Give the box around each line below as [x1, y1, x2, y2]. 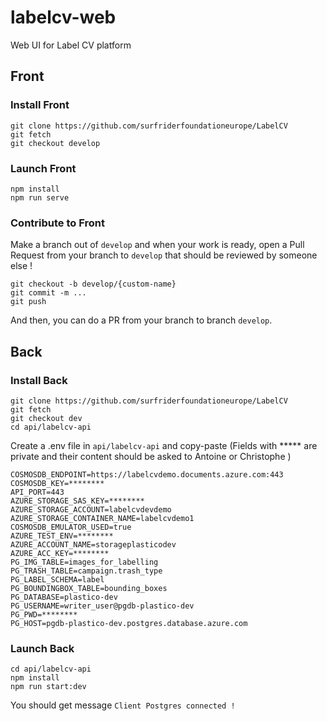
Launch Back [10, 641, 75, 655]
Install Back [10, 373, 68, 387]
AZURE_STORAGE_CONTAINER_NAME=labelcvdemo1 [10, 513, 195, 523]
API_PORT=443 [10, 487, 65, 497]
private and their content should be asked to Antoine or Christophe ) [10, 450, 292, 462]
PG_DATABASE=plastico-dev [10, 592, 118, 602]
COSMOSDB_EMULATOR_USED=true [10, 522, 132, 532]
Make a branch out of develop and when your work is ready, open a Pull [10, 239, 305, 251]
